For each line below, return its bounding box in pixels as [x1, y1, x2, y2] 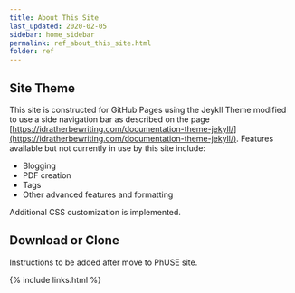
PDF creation [22, 169, 71, 181]
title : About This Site [9, 13, 100, 23]
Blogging [22, 160, 57, 171]
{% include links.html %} [9, 274, 101, 285]
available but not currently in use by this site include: [9, 142, 206, 154]
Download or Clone [9, 232, 119, 249]
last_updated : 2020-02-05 [9, 22, 107, 31]
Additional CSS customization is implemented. [9, 206, 181, 217]
